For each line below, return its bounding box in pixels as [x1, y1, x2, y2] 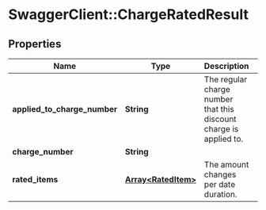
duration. [203, 189, 237, 200]
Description [203, 61, 249, 71]
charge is [203, 124, 239, 134]
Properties [8, 37, 62, 51]
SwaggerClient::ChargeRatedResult [8, 6, 249, 24]
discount [203, 113, 237, 124]
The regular [203, 74, 248, 85]
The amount [203, 159, 249, 170]
